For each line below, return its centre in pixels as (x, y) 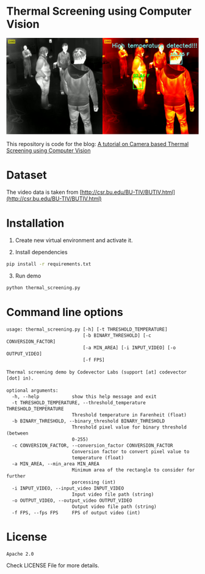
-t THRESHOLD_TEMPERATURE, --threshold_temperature (79, 403)
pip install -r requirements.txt (49, 264)
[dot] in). (20, 378)
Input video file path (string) (113, 494)
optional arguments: (33, 390)
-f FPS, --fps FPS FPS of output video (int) (76, 513)
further (16, 476)
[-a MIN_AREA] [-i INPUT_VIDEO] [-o (129, 348)
